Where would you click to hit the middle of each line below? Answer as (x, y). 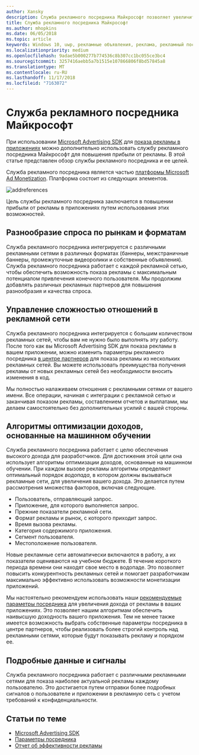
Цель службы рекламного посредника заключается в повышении (90, 201)
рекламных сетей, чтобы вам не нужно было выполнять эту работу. (93, 339)
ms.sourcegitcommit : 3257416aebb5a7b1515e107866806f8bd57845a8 (86, 61)
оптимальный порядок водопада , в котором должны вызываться (89, 475)
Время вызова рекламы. (46, 524)
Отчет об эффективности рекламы (58, 746)
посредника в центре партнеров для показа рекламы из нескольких (93, 358)
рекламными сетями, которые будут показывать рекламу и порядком (95, 636)
